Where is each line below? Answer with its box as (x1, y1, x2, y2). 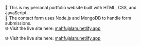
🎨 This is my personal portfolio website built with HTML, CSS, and (5, 5, 137, 10)
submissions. (5, 20, 32, 26)
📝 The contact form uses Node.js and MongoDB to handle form (5, 15, 131, 21)
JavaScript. (5, 10, 28, 16)
